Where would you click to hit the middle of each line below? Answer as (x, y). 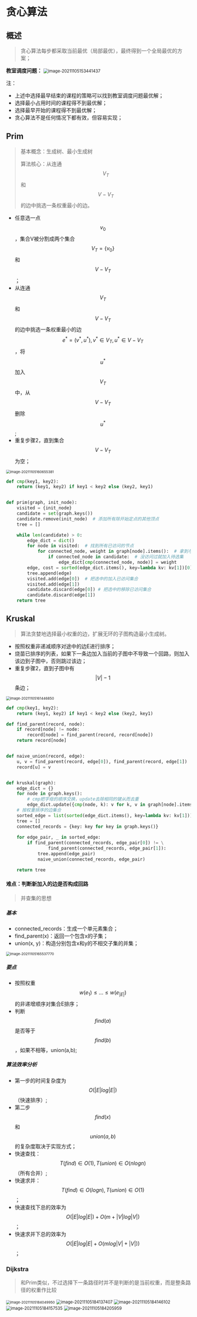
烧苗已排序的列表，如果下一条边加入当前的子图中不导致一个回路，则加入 (102, 653)
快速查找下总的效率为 (40, 1207)
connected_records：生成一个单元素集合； (66, 928)
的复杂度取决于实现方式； (45, 1146)
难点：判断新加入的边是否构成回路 (47, 884)
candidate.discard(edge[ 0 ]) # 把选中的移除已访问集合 (89, 590)
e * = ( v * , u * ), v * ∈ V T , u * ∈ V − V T (103, 340)
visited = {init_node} (44, 508)
